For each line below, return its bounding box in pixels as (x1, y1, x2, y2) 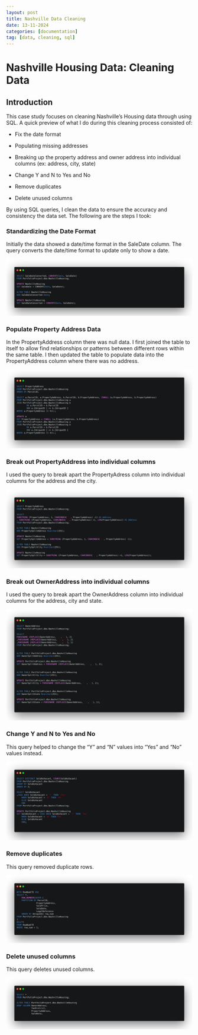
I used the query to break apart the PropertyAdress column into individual (6, 471, 185, 478)
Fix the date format (14, 131, 61, 138)
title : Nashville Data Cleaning (6, 15, 86, 22)
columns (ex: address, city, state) (14, 160, 96, 167)
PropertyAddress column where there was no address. (6, 357, 139, 365)
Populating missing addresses (14, 143, 89, 150)
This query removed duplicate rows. (6, 863, 94, 870)
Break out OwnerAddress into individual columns (6, 577, 150, 585)
